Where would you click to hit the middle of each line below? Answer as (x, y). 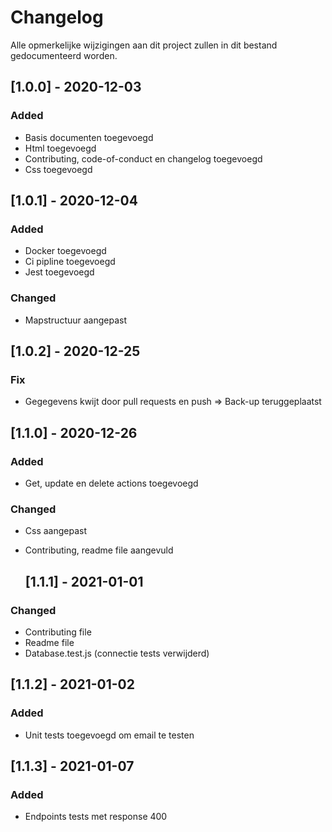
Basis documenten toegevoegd (89, 137)
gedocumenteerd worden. (64, 55)
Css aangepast (56, 531)
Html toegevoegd (60, 148)
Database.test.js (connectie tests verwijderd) (117, 653)
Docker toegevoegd (65, 251)
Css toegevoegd (58, 169)
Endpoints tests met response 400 (96, 817)
